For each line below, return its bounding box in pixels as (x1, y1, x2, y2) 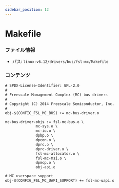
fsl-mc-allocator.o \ (36, 151, 79, 156)
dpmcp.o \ (36, 160, 56, 165)
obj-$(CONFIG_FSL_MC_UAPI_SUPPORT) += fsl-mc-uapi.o (5, 178, 115, 183)
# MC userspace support (5, 174, 54, 179)
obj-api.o (36, 165, 56, 170)
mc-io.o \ (36, 128, 56, 133)
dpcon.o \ (36, 138, 56, 143)
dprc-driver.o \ (36, 146, 69, 151)
